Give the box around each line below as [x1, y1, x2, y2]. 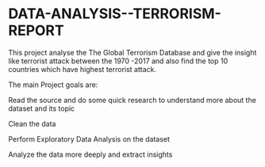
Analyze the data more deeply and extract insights [8, 150, 173, 159]
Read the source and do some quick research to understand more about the [8, 95, 256, 104]
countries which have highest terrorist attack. [8, 64, 157, 74]
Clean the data [8, 119, 56, 128]
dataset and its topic [8, 104, 75, 113]
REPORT [8, 21, 65, 40]
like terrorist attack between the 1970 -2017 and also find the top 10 [8, 56, 229, 66]
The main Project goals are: [8, 80, 98, 89]
